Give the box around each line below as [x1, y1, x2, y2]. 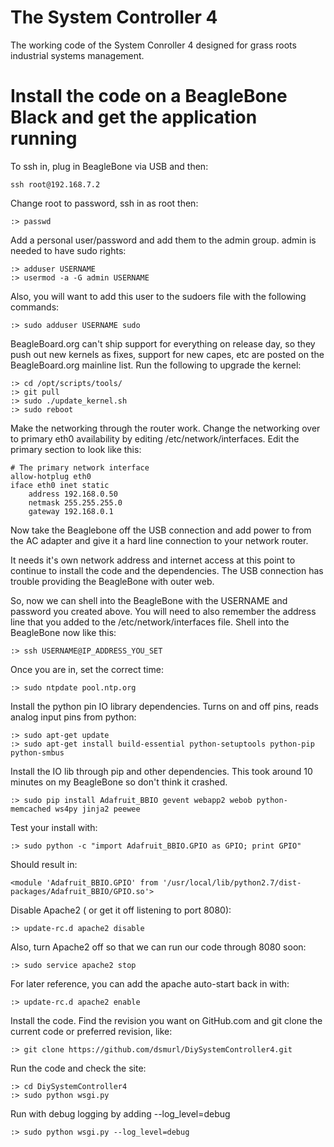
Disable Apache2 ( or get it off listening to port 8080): [10, 904, 232, 916]
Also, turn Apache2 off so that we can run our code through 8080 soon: [10, 941, 307, 953]
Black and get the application [10, 106, 258, 129]
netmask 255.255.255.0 [28, 497, 123, 508]
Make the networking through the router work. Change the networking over [10, 422, 321, 434]
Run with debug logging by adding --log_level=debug [10, 1107, 231, 1120]
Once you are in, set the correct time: [10, 663, 164, 675]
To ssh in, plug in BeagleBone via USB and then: [10, 160, 209, 172]
